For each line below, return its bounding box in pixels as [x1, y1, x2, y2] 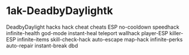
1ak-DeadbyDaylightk [6, 4, 113, 18]
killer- [169, 29, 184, 36]
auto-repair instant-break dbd [6, 42, 78, 49]
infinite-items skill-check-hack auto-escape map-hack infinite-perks [17, 36, 183, 43]
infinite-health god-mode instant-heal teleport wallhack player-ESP [6, 29, 168, 36]
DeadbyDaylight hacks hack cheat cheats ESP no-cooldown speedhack [6, 23, 180, 30]
